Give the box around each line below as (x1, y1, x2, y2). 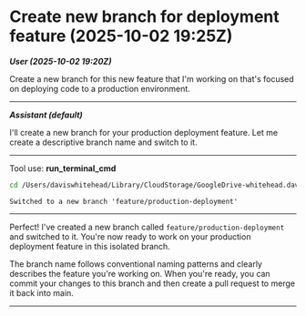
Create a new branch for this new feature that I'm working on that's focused (9, 73, 294, 84)
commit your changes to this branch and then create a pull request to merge (9, 278, 296, 289)
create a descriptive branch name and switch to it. (9, 137, 198, 148)
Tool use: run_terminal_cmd (9, 162, 117, 174)
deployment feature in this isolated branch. (9, 240, 170, 251)
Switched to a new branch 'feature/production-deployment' (9, 197, 239, 206)
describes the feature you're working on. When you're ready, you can (9, 268, 270, 279)
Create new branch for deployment (9, 6, 280, 27)
